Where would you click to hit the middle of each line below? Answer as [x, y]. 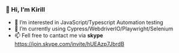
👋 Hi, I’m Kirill [26, 10]
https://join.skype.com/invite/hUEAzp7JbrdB [69, 44]
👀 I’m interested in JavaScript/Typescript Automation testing [89, 23]
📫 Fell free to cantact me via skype [59, 36]
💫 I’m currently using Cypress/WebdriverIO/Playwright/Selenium [94, 29]
